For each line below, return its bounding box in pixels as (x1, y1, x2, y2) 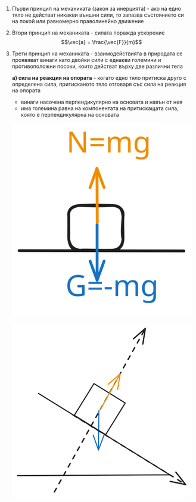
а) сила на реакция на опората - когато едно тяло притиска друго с (11, 74, 186, 81)
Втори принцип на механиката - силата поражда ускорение (11, 29, 165, 36)
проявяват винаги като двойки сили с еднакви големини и (11, 57, 161, 63)
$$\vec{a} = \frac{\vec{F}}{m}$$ (61, 39, 142, 45)
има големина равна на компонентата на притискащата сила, (20, 105, 179, 112)
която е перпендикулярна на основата (20, 111, 119, 118)
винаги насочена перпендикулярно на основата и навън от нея (20, 98, 183, 105)
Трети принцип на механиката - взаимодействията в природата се (11, 50, 183, 57)
